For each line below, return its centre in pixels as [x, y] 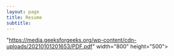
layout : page [23, 12]
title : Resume [24, 17]
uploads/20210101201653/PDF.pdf [49, 46]
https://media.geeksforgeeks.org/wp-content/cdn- [73, 40]
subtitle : [19, 23]
